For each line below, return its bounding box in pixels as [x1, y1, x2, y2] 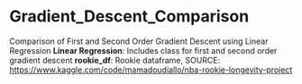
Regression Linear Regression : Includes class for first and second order [9, 45, 278, 55]
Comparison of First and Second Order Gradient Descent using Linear [9, 36, 269, 46]
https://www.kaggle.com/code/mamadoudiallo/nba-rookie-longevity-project [9, 64, 293, 75]
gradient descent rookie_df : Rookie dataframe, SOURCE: [9, 55, 221, 65]
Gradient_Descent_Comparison [9, 6, 250, 27]
